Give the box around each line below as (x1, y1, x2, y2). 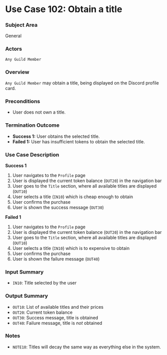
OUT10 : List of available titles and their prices (12, 304, 104, 310)
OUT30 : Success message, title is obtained (12, 314, 99, 320)
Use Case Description (5, 151, 59, 158)
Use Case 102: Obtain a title (5, 4, 122, 15)
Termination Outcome (5, 122, 60, 129)
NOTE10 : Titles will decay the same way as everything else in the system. (12, 343, 161, 350)
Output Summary (5, 293, 49, 300)
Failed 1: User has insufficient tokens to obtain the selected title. (12, 138, 145, 144)
